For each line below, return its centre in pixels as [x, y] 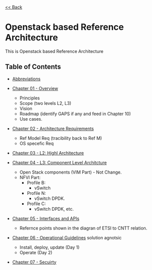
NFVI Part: [30, 177]
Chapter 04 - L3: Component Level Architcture [60, 162]
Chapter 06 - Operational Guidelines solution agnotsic [67, 237]
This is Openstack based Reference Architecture [54, 51]
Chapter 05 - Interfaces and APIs [46, 218]
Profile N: [36, 193]
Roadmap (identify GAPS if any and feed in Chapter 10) [75, 114]
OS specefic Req [37, 143]
